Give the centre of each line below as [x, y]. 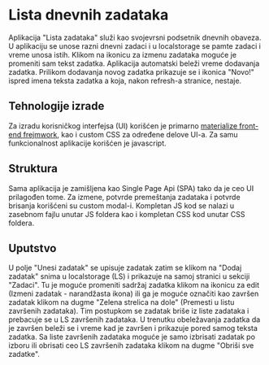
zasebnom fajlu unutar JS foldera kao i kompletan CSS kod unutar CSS [127, 214]
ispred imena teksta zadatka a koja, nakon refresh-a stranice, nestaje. [125, 80]
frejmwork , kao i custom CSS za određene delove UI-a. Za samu [130, 134]
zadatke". [24, 354]
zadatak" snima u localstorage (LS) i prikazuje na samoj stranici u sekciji [129, 276]
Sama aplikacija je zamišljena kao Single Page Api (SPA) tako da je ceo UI [131, 188]
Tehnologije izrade [56, 106]
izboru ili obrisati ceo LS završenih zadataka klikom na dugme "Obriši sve [131, 345]
